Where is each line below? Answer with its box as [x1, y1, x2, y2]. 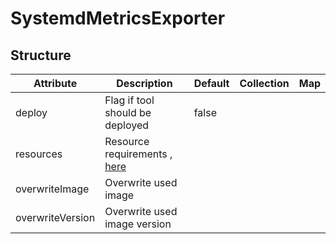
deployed [104, 118, 150, 132]
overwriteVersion [15, 211, 96, 224]
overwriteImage [15, 182, 90, 196]
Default [193, 77, 230, 90]
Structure [10, 47, 72, 64]
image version [104, 217, 172, 231]
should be [104, 106, 152, 119]
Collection [239, 77, 290, 90]
